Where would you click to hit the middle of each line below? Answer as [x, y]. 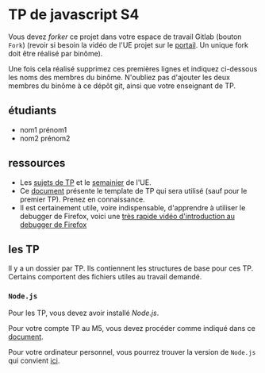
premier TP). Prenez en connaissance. [82, 199]
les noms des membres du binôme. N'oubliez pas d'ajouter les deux [119, 77]
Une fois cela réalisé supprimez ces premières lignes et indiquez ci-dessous [133, 68]
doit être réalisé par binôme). [56, 53]
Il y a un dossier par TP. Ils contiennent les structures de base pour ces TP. [131, 268]
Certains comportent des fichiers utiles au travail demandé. [105, 277]
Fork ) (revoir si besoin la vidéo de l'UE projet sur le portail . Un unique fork [128, 44]
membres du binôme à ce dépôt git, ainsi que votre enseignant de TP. [122, 86]
